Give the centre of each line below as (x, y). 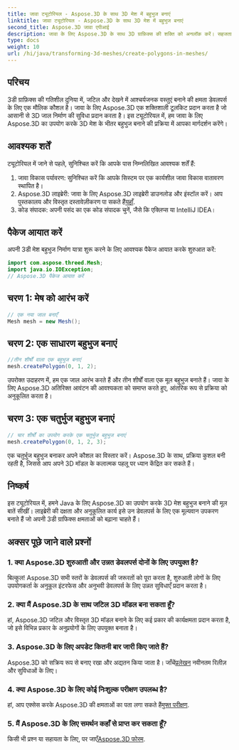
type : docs (23, 41)
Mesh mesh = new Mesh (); (44, 321)
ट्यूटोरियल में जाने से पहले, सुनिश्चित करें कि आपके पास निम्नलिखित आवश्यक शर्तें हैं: (101, 164)
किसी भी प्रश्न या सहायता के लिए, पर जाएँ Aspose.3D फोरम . (76, 739)
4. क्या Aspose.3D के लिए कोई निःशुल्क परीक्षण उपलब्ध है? (87, 689)
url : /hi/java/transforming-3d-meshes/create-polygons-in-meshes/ (108, 54)
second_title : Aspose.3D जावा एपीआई (58, 27)
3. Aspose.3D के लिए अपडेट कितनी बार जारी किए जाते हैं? (88, 647)
